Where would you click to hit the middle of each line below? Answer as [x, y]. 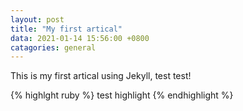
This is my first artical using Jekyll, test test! [101, 76]
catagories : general [53, 47]
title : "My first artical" [66, 29]
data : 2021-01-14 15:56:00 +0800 [80, 38]
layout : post [37, 19]
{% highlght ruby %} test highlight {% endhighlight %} [122, 95]
